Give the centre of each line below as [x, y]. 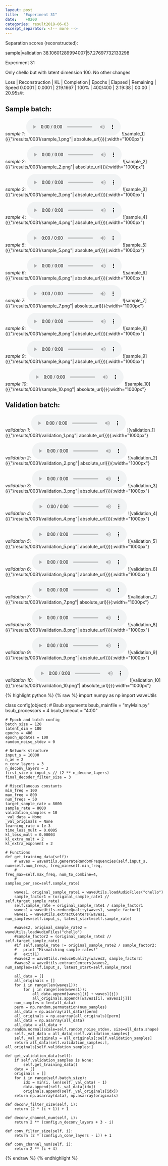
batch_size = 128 [23, 724]
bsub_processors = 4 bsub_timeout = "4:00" [51, 710]
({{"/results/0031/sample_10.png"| [40, 389]
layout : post [19, 10]
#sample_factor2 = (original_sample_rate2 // [63, 936]
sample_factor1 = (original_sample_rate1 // [62, 897]
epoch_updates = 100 [27, 737]
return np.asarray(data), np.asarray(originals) [66, 1095]
